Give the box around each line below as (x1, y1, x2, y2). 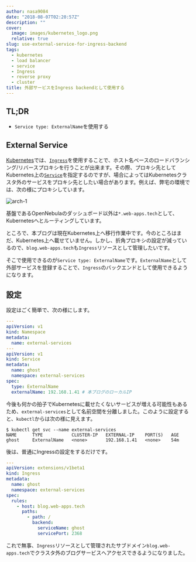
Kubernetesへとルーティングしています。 (6, 217, 105, 224)
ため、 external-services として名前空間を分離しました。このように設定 (6, 408, 179, 415)
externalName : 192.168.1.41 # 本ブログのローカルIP (11, 389, 132, 395)
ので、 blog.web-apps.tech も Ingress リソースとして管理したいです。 (11, 244, 173, 251)
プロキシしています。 (36, 186, 88, 193)
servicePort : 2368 (37, 530, 82, 536)
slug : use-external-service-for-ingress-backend (6, 42, 127, 47)
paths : (21, 509, 38, 515)
